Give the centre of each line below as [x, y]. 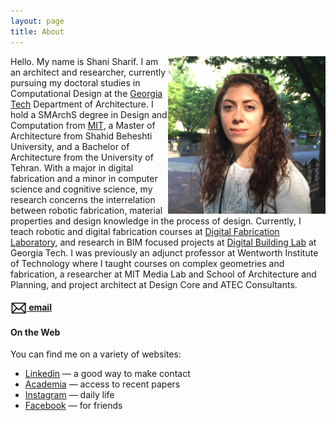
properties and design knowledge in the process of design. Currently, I [156, 221]
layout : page [37, 21]
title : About [37, 31]
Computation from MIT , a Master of [83, 125]
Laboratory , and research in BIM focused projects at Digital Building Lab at [163, 242]
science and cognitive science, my [81, 189]
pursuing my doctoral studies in [75, 82]
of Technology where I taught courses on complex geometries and [147, 263]
